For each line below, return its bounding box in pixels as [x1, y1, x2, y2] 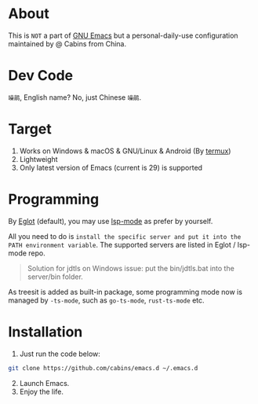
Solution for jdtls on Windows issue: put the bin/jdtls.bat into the [27, 263, 235, 273]
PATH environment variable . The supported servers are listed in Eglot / [8, 240, 236, 249]
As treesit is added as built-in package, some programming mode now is [8, 287, 243, 296]
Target [8, 120, 53, 138]
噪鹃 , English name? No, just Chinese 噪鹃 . [8, 92, 142, 102]
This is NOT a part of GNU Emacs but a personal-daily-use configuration [8, 31, 238, 40]
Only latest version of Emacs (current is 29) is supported [19, 163, 202, 172]
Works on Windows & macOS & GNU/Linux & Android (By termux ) [19, 146, 231, 156]
